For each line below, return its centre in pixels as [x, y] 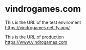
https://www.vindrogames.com [36, 42]
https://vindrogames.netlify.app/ [37, 27]
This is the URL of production [34, 37]
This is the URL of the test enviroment [43, 22]
